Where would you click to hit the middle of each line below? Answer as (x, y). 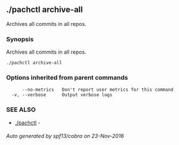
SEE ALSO (21, 110)
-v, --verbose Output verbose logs (62, 95)
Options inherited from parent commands (67, 78)
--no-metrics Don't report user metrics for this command (98, 90)
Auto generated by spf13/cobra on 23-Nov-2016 (65, 136)
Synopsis (20, 39)
